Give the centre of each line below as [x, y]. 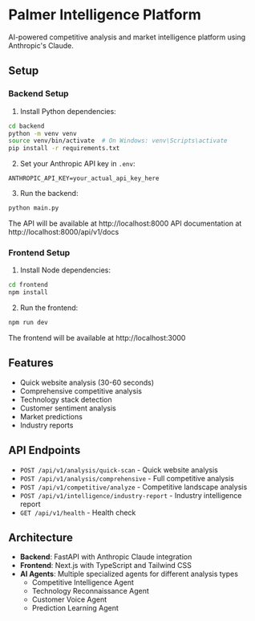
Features [31, 363]
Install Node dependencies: [65, 270]
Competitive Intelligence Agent [83, 582]
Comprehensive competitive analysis [81, 390]
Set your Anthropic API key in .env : [77, 164]
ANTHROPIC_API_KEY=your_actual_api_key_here [84, 178]
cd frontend [28, 285]
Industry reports [47, 425]
